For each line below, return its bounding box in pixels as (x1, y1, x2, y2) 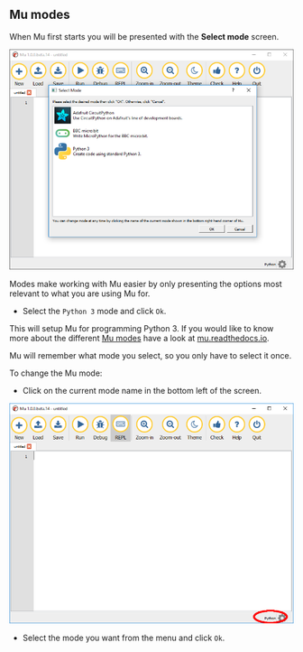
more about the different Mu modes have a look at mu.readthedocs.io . (9, 332, 270, 343)
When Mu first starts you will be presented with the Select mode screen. (9, 31, 280, 42)
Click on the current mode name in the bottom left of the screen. (22, 385, 262, 396)
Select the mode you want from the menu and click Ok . (22, 632, 225, 643)
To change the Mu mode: (9, 368, 103, 378)
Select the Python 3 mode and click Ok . (22, 305, 167, 316)
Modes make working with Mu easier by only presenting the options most (9, 278, 282, 289)
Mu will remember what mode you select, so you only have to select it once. (9, 349, 292, 360)
